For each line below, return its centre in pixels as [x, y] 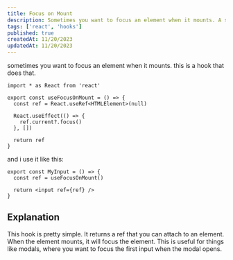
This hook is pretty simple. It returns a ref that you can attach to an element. [116, 234]
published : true [31, 33]
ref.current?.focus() [51, 122]
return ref [29, 140]
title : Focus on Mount [40, 14]
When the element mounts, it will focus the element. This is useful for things [115, 241]
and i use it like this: [35, 159]
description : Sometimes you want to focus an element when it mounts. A [114, 20]
